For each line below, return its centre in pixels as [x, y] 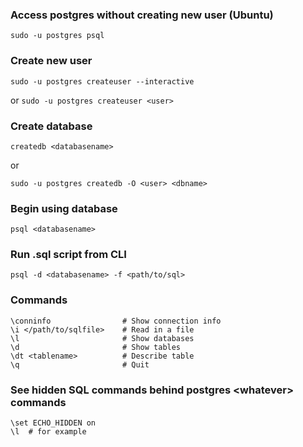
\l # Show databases [102, 338]
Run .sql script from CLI [68, 255]
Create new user [51, 61]
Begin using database [64, 208]
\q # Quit [80, 364]
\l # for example [48, 432]
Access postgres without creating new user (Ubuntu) [142, 15]
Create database [51, 126]
